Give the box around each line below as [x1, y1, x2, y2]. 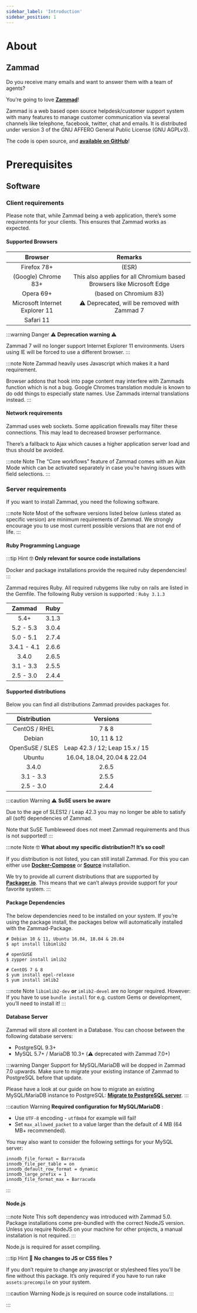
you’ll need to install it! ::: [6, 999, 66, 1007]
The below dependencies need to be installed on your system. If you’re [6, 912, 178, 919]
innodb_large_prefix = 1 [6, 1171, 67, 1177]
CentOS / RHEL [12, 725, 55, 733]
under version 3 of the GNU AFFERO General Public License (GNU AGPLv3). [6, 126, 190, 133]
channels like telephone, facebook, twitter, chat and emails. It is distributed [6, 120, 187, 127]
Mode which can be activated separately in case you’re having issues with [6, 464, 186, 471]
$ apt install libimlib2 [6, 941, 67, 947]
